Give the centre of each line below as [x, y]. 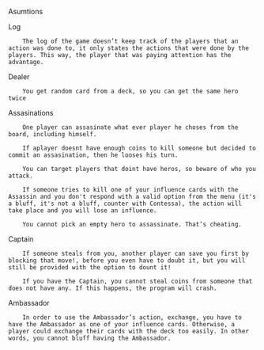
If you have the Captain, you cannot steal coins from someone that [138, 281]
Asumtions [26, 11]
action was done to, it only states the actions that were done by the [128, 48]
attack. [21, 176]
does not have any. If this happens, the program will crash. [113, 288]
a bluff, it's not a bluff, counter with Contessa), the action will [125, 204]
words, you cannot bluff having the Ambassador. [90, 338]
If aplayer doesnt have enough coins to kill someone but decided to [140, 148]
